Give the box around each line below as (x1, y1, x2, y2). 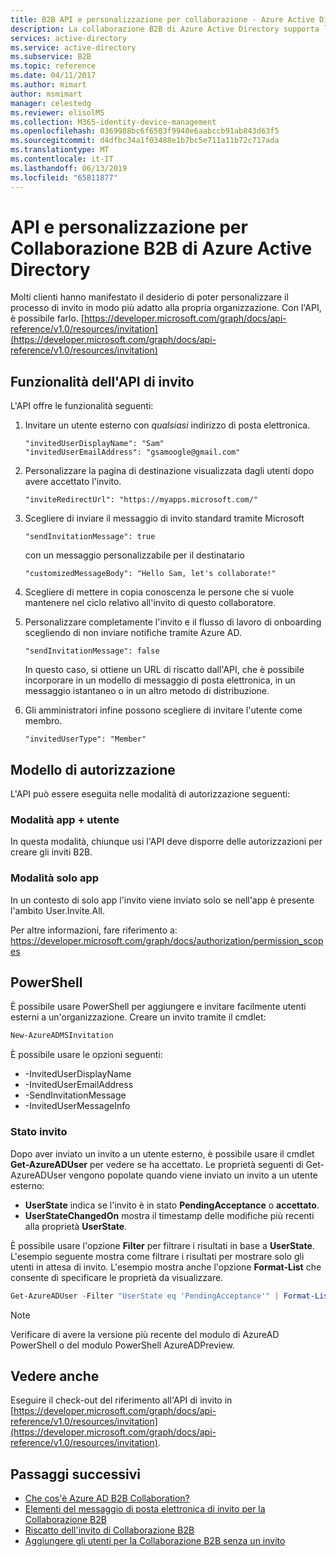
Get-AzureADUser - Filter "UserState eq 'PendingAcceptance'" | (10, 1291, 280, 1301)
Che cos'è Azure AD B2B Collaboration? (24, 1492, 190, 1505)
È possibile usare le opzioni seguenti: (10, 1049, 163, 1061)
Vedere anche (10, 1367, 100, 1385)
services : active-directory (10, 33, 128, 43)
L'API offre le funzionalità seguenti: (10, 400, 154, 412)
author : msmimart (10, 89, 83, 99)
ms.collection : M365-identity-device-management (10, 117, 217, 127)
